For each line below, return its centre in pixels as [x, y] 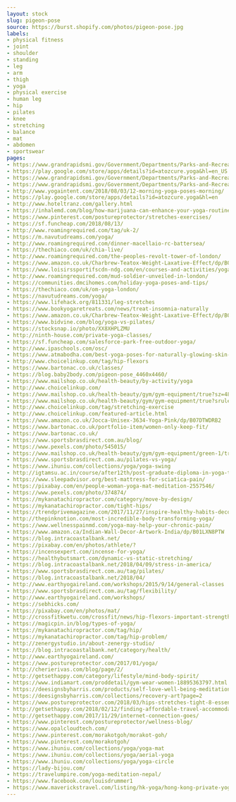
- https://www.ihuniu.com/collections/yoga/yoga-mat [86, 748]
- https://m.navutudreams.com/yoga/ [60, 237]
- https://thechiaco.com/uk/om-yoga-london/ [73, 289]
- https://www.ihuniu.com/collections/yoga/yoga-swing [89, 466]
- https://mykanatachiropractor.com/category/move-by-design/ [100, 499]
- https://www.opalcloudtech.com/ [57, 729]
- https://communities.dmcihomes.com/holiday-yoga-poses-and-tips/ [108, 283]
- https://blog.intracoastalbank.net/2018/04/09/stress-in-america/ [109, 565]
